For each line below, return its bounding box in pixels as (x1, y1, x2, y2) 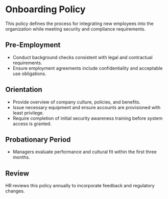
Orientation (5, 85, 42, 94)
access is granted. (12, 120, 52, 127)
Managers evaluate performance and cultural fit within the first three (12, 149, 157, 155)
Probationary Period (5, 135, 71, 144)
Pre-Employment (5, 41, 61, 49)
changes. (5, 188, 25, 194)
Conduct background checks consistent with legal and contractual (12, 54, 153, 60)
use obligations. (12, 70, 46, 77)
